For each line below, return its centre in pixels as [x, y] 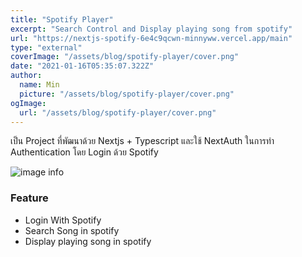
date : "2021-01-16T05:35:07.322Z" [82, 66]
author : [26, 76]
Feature [29, 198]
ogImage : [28, 103]
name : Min [39, 85]
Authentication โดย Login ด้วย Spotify [84, 152]
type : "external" [46, 47]
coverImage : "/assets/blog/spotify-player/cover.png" [125, 57]
